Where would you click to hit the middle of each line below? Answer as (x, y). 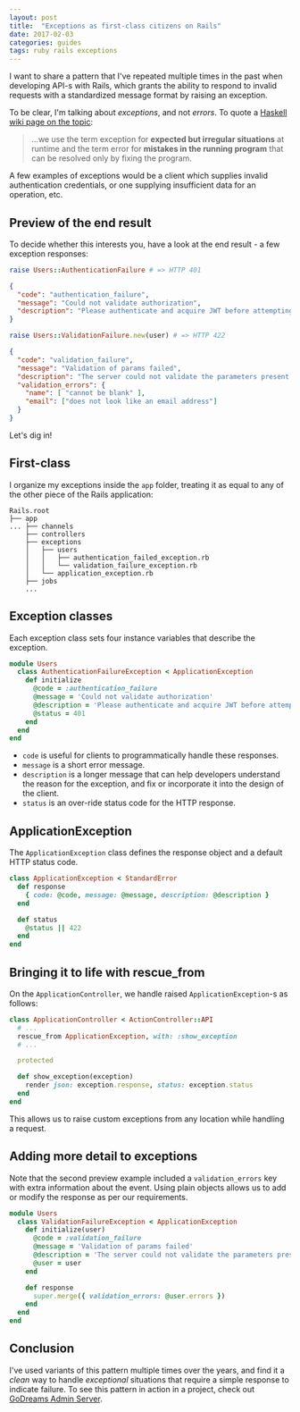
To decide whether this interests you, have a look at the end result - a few (145, 244)
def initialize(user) (65, 1230)
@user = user (57, 1263)
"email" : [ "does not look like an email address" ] (121, 402)
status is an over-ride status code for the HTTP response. (129, 803)
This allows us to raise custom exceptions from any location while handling (147, 1119)
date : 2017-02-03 (42, 34)
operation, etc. (36, 195)
